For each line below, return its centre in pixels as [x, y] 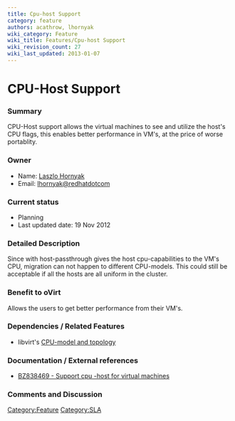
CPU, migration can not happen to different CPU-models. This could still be [117, 266]
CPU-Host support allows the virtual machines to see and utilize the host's [116, 127]
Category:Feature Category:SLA [54, 410]
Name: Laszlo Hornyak [51, 176]
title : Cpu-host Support [44, 14]
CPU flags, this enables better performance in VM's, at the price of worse [115, 134]
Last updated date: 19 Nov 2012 [64, 224]
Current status [33, 202]
